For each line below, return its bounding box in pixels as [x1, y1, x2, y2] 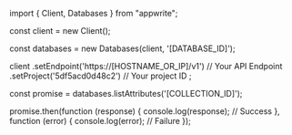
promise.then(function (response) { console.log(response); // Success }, [9, 106, 280, 117]
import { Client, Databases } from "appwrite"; [9, 8, 178, 18]
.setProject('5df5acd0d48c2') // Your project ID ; [9, 70, 193, 81]
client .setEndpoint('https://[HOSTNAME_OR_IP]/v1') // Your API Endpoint [9, 61, 283, 71]
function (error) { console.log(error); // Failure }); [9, 116, 191, 126]
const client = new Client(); [9, 26, 111, 36]
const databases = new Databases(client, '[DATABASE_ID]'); [9, 43, 236, 54]
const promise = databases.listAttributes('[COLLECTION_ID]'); [9, 88, 243, 99]
